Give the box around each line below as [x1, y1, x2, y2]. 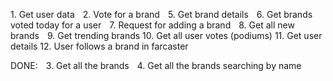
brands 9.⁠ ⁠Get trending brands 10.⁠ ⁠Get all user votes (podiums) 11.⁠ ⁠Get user [10, 30, 323, 41]
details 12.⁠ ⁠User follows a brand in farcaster [10, 40, 189, 52]
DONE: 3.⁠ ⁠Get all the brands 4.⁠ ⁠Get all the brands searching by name [10, 60, 302, 71]
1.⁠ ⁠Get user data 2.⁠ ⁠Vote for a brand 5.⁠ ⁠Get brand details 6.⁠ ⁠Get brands [10, 9, 313, 20]
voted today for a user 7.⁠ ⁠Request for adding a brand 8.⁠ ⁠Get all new [10, 19, 295, 31]
